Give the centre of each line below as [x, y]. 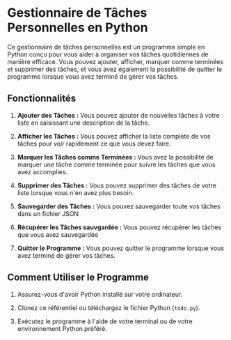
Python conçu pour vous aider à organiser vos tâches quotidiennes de [108, 54]
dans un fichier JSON [48, 213]
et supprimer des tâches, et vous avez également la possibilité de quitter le [115, 69]
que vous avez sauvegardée [58, 234]
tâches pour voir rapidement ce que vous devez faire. [94, 144]
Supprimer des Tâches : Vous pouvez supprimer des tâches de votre [117, 185]
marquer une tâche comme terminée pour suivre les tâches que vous [116, 164]
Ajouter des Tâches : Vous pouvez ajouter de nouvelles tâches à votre [119, 115]
